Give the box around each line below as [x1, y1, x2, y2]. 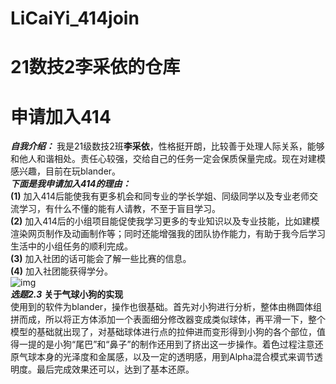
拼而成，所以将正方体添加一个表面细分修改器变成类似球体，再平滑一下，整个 [10, 313, 326, 326]
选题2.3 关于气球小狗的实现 [10, 288, 124, 301]
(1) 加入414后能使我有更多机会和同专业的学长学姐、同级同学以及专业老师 [10, 190, 310, 202]
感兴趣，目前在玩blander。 [10, 165, 122, 177]
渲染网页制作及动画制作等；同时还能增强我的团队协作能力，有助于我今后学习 [10, 228, 326, 240]
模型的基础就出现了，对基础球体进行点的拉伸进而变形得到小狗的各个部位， [10, 326, 317, 338]
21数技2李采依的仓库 [10, 56, 181, 79]
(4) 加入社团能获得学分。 [10, 265, 113, 277]
